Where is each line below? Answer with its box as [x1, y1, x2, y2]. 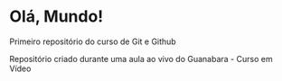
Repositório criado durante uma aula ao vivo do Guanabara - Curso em [9, 53, 273, 64]
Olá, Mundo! [9, 6, 104, 27]
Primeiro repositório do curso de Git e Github [9, 36, 176, 47]
